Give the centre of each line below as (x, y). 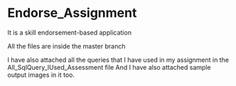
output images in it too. (41, 75)
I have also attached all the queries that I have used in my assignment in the (118, 60)
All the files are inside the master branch (66, 46)
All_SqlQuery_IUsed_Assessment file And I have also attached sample (109, 67)
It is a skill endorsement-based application (69, 32)
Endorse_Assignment (72, 13)
